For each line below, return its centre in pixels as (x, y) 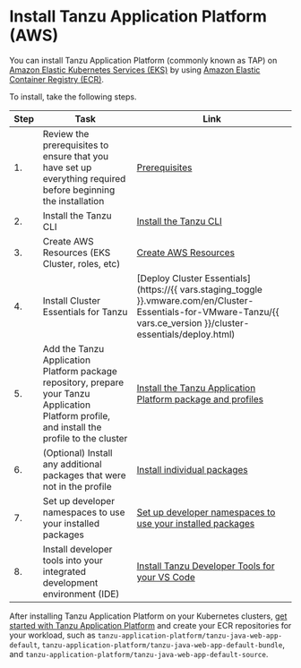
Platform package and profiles (200, 398)
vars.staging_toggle (221, 289)
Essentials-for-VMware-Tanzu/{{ (208, 312)
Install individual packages (192, 469)
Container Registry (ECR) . (57, 79)
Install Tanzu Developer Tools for (206, 566)
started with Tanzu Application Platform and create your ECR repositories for (150, 625)
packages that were (84, 475)
